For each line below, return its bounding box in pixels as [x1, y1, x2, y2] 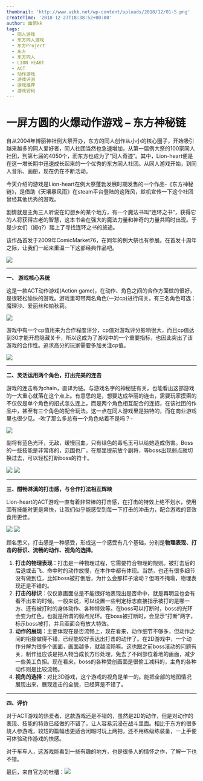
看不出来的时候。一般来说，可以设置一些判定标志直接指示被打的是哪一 [14, 597, 190, 604]
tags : [6, 25, 20, 32]
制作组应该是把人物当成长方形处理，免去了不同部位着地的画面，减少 [25, 650, 195, 657]
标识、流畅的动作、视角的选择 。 [16, 546, 97, 553]
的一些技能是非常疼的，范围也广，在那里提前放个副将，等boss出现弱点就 [6, 447, 188, 454]
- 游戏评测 [11, 76, 36, 83]
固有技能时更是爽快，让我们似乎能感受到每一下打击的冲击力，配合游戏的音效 [6, 505, 197, 513]
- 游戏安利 [11, 88, 36, 94]
